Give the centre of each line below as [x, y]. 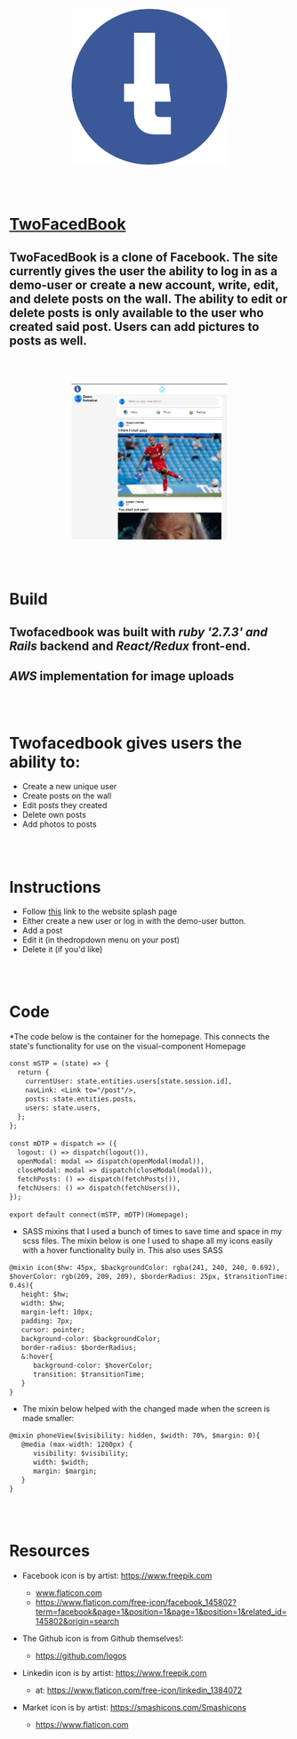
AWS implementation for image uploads [122, 676]
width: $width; [61, 1463]
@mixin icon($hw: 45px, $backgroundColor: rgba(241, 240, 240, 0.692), [144, 1268]
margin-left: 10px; [57, 1313]
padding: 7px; [47, 1322]
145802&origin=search [77, 1622]
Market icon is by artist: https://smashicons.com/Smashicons [134, 1708]
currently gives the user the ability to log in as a [144, 271]
